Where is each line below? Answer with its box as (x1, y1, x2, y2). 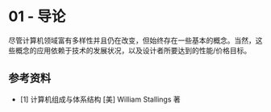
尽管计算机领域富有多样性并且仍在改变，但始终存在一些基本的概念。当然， (8, 35, 256, 45)
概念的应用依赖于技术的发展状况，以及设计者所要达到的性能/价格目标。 (15, 45, 252, 55)
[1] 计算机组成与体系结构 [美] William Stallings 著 (19, 94, 181, 104)
